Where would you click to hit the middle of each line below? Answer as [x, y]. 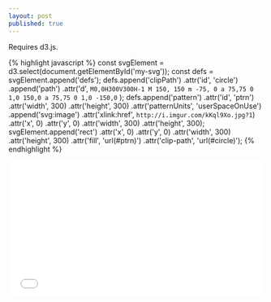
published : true [36, 24]
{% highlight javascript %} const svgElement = [86, 63]
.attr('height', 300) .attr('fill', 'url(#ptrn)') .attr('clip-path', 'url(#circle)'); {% [131, 140]
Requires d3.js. [33, 46]
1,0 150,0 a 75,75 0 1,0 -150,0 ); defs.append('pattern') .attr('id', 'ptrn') [131, 97]
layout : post [30, 16]
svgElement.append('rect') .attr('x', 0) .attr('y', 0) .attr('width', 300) [120, 132]
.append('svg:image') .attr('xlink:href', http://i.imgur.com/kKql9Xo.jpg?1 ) [132, 114]
